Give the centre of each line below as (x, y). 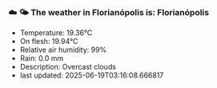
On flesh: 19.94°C (49, 42)
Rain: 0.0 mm (42, 58)
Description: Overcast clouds (68, 67)
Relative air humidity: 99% (63, 50)
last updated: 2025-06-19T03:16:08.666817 (92, 75)
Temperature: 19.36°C (56, 33)
